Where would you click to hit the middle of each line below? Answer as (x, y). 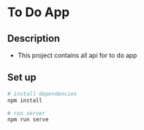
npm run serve (28, 120)
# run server (26, 113)
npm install (25, 100)
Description (34, 39)
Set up (22, 77)
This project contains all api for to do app (77, 55)
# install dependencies (42, 94)
